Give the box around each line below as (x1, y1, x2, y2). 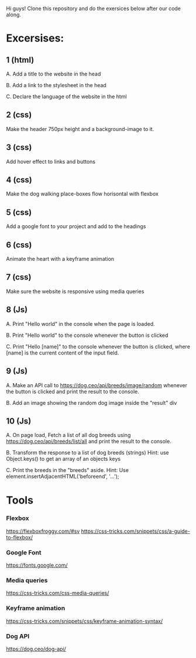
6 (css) (6, 240, 32, 250)
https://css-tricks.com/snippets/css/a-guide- (81, 528, 190, 535)
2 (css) (6, 110, 32, 120)
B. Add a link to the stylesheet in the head (6, 82, 106, 88)
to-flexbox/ (6, 533, 33, 540)
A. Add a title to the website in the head (6, 70, 101, 77)
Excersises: (6, 32, 64, 45)
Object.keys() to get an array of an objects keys (6, 456, 121, 463)
